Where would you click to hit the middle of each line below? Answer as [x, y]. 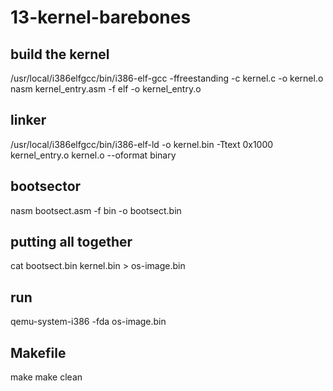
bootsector [46, 186]
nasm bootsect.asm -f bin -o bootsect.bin [96, 210]
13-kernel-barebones [101, 17]
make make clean [46, 377]
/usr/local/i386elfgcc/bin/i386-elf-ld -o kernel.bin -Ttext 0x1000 [142, 144]
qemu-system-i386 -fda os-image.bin [88, 322]
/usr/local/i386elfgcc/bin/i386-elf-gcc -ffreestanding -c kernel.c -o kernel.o [167, 78]
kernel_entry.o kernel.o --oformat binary [93, 155]
